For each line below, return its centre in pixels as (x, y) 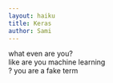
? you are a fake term (43, 71)
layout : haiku (32, 16)
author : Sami (30, 31)
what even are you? (41, 54)
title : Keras (30, 23)
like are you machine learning (57, 62)
